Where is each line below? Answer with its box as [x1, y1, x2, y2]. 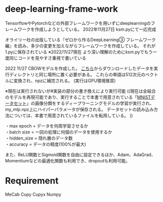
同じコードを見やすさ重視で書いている [9, 55, 86, 61]
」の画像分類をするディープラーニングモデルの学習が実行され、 [26, 100, 155, 106]
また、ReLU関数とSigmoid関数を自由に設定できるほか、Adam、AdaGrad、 [5, 152, 156, 157]
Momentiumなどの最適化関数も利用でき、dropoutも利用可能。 [5, 157, 130, 163]
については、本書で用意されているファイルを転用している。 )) [9, 112, 133, 118]
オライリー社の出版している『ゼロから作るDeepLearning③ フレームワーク [5, 37, 156, 43]
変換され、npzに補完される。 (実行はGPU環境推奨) [13, 77, 116, 84]
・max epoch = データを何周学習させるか [5, 123, 89, 129]
